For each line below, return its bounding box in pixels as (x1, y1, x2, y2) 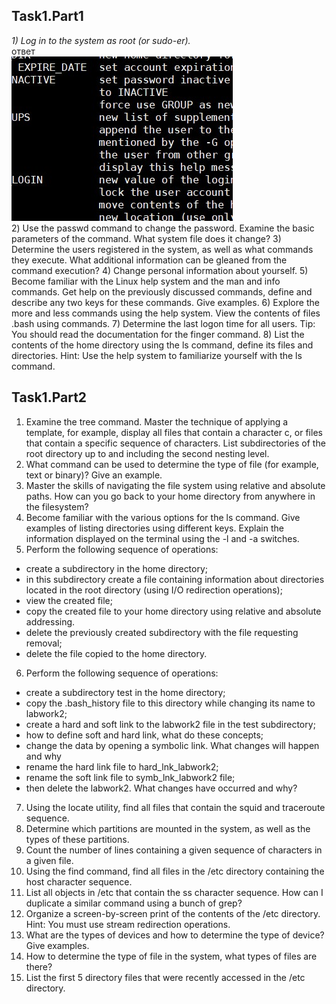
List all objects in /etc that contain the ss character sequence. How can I (25, 886, 324, 898)
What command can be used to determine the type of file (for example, (25, 458, 319, 470)
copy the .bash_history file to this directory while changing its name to (25, 697, 316, 709)
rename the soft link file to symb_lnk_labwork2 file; (25, 771, 236, 783)
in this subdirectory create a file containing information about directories (25, 573, 325, 585)
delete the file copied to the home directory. (25, 647, 208, 659)
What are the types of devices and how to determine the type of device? (25, 929, 325, 941)
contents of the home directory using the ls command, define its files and (11, 339, 314, 351)
